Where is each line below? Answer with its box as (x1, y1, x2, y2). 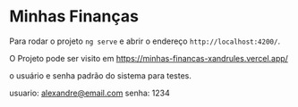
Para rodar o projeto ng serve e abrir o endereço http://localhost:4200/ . (9, 36, 280, 46)
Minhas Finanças (9, 6, 139, 27)
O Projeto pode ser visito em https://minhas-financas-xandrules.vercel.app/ (9, 53, 289, 63)
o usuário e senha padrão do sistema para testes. (9, 70, 192, 81)
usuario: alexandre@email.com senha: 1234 (9, 87, 170, 98)
